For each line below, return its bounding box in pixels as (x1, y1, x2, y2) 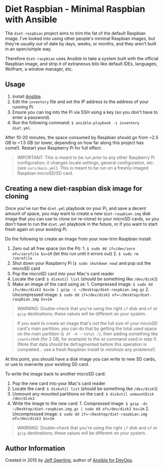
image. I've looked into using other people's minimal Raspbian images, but (5, 36, 156, 41)
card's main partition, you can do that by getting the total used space (17, 325, 157, 331)
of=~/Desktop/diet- (112, 292, 152, 297)
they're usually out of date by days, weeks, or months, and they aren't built (5, 40, 157, 46)
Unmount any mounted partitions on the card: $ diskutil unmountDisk (12, 391, 154, 396)
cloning (5, 192, 29, 201)
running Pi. (12, 104, 34, 109)
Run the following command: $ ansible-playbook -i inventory (12, 119, 140, 125)
